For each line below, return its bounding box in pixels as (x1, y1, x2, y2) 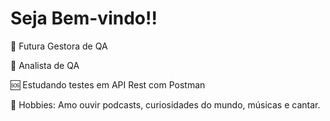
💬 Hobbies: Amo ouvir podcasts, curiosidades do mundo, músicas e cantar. (10, 98, 321, 111)
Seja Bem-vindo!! (10, 7, 158, 30)
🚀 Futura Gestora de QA (10, 40, 108, 52)
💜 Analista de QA (10, 59, 80, 71)
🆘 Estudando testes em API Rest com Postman (10, 78, 206, 91)
